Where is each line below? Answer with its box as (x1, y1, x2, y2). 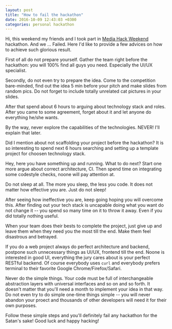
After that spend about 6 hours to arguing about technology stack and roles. (5, 103, 166, 110)
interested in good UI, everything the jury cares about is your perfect (5, 254, 150, 261)
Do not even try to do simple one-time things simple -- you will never (5, 292, 151, 298)
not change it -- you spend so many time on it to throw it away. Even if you (5, 208, 163, 214)
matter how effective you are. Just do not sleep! (5, 187, 106, 193)
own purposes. (5, 302, 37, 309)
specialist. (5, 68, 27, 74)
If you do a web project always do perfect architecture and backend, (5, 244, 150, 250)
